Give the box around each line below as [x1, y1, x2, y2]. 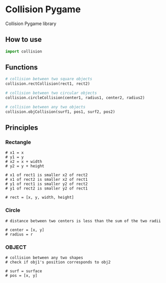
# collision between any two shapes [5, 255, 83, 260]
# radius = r [5, 231, 33, 237]
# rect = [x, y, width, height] [5, 195, 74, 200]
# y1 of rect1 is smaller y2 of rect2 [5, 181, 88, 187]
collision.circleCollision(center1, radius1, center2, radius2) [5, 96, 145, 101]
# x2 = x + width [5, 159, 42, 164]
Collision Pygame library [5, 20, 57, 27]
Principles [5, 124, 38, 132]
